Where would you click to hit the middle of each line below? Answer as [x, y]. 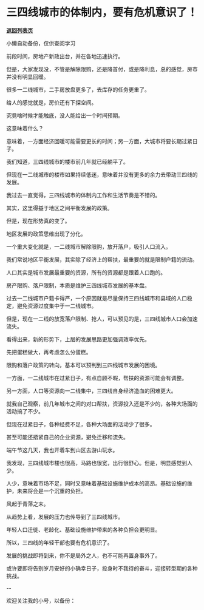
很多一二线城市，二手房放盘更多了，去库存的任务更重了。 [78, 89]
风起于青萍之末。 [28, 504]
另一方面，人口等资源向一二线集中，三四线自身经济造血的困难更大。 [91, 391]
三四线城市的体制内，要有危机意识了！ [102, 12]
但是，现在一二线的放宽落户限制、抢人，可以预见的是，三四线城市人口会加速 [102, 319]
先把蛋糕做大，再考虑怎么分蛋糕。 [49, 352]
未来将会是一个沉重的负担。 [51, 491]
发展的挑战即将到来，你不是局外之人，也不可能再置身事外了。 [83, 555]
